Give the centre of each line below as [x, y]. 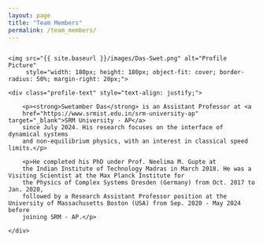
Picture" [22, 65]
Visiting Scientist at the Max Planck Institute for [96, 176]
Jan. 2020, [26, 190]
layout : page [30, 15]
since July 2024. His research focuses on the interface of [123, 128]
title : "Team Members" [45, 23]
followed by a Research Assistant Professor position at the [124, 197]
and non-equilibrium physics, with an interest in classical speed [135, 141]
